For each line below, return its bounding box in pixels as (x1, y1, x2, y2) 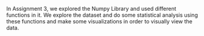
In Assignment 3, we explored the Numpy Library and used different (6, 5, 177, 12)
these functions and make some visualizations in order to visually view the (6, 18, 193, 25)
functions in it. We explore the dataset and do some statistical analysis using (6, 11, 198, 19)
